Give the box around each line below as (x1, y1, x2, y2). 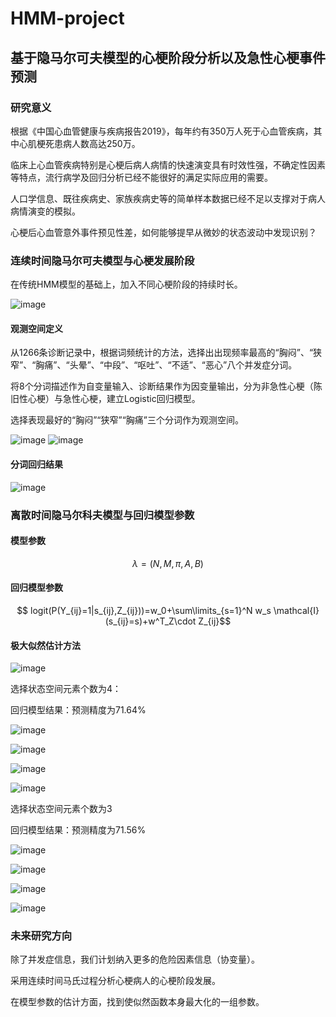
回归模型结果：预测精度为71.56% (10, 824, 147, 836)
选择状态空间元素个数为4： (10, 683, 122, 695)
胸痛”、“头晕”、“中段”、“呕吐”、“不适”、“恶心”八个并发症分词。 (35, 359, 298, 371)
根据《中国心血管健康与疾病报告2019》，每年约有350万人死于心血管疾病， (10, 125, 314, 137)
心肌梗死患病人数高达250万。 (18, 137, 141, 149)
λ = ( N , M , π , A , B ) (132, 557, 204, 569)
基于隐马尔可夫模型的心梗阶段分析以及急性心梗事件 (10, 49, 326, 66)
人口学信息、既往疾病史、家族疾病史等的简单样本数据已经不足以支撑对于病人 (10, 192, 326, 204)
